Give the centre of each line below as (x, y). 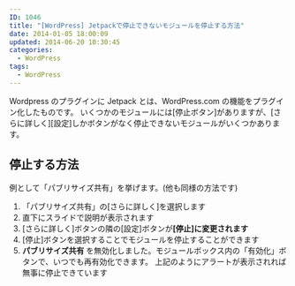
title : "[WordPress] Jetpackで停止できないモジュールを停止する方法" (127, 26)
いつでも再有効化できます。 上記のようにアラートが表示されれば (170, 261)
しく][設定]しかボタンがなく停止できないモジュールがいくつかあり (152, 123)
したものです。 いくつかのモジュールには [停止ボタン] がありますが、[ (149, 112)
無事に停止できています (64, 272)
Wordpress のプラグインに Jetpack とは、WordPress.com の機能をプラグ (143, 101)
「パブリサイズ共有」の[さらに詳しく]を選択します (113, 206)
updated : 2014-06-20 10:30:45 (65, 42)
